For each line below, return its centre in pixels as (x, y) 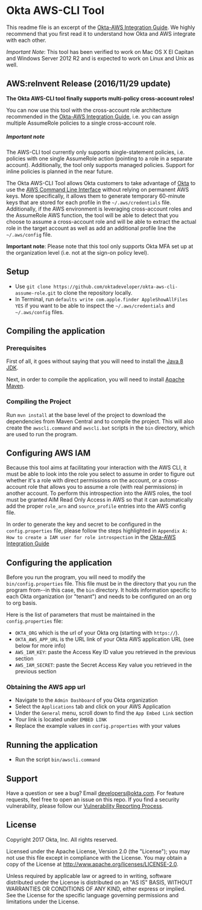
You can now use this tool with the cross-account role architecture (89, 110)
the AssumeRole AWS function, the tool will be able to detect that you (93, 215)
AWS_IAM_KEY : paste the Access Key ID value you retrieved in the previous (105, 652)
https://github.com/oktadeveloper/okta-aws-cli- (115, 287)
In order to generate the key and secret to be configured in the (84, 525)
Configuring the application (59, 562)
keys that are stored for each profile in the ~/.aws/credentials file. (89, 202)
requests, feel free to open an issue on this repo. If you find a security (93, 800)
